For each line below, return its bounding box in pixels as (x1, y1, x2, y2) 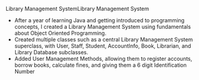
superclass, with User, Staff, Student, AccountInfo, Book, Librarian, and (14, 42, 191, 49)
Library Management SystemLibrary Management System (5, 5, 150, 12)
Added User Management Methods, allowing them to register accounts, (14, 55, 192, 62)
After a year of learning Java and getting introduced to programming (14, 17, 185, 23)
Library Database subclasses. (14, 49, 89, 56)
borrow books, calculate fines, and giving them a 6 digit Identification (14, 61, 187, 69)
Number (14, 68, 35, 75)
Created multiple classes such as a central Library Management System (14, 36, 194, 43)
